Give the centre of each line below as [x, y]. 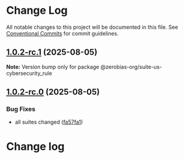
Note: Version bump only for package [53, 67]
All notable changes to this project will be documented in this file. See [92, 27]
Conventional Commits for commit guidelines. [62, 33]
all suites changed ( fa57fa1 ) [49, 122]
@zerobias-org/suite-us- [131, 67]
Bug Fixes [21, 109]
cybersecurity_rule [29, 73]
